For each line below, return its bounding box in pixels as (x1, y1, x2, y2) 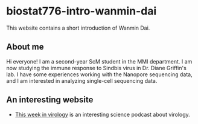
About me (6, 42, 44, 52)
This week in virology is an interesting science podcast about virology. (14, 111, 190, 118)
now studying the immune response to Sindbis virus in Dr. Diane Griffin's (6, 64, 187, 71)
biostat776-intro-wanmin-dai (6, 4, 157, 18)
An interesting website (6, 95, 94, 105)
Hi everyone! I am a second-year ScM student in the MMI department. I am (6, 57, 193, 65)
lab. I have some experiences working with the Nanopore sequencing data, (6, 71, 193, 78)
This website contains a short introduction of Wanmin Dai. (6, 24, 150, 31)
